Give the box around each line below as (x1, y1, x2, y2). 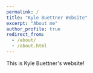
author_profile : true (6, 26, 61, 32)
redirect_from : (6, 32, 45, 38)
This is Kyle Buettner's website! (6, 59, 85, 67)
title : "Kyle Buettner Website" (6, 15, 88, 21)
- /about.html (11, 43, 47, 49)
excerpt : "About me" (6, 20, 59, 26)
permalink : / (6, 9, 39, 15)
